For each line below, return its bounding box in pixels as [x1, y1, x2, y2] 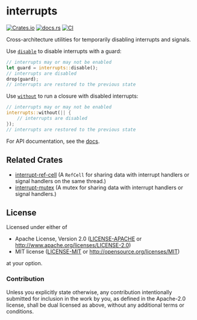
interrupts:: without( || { [6, 110, 71, 116]
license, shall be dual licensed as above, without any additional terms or [6, 301, 185, 309]
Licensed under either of [6, 224, 67, 231]
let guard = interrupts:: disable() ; [6, 64, 98, 71]
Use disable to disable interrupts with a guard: [6, 47, 122, 55]
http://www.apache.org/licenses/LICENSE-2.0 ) [14, 242, 131, 249]
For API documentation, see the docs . [6, 137, 100, 145]
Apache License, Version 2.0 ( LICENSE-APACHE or [14, 235, 142, 242]
